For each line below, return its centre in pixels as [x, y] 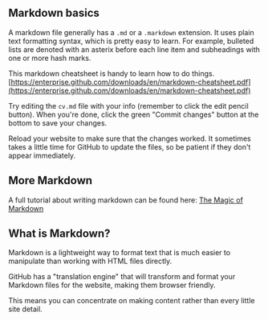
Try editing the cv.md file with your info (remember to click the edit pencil [128, 106]
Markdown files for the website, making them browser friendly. [112, 285]
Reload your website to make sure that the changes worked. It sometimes [130, 138]
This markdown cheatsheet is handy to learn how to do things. [112, 73]
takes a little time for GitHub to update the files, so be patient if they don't [130, 146]
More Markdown [51, 180]
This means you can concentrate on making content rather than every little [132, 301]
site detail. [25, 309]
